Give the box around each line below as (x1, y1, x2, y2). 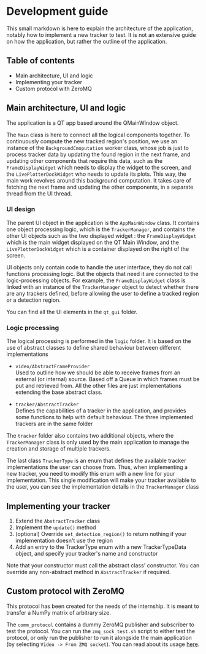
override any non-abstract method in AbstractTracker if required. (6, 568, 171, 575)
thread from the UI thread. (6, 189, 72, 197)
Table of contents (6, 55, 75, 66)
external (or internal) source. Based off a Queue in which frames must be (15, 376, 200, 383)
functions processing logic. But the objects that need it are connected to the (6, 270, 199, 277)
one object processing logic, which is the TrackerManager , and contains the (6, 226, 195, 233)
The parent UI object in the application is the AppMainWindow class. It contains (6, 219, 200, 226)
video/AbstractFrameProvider (15, 364, 90, 370)
